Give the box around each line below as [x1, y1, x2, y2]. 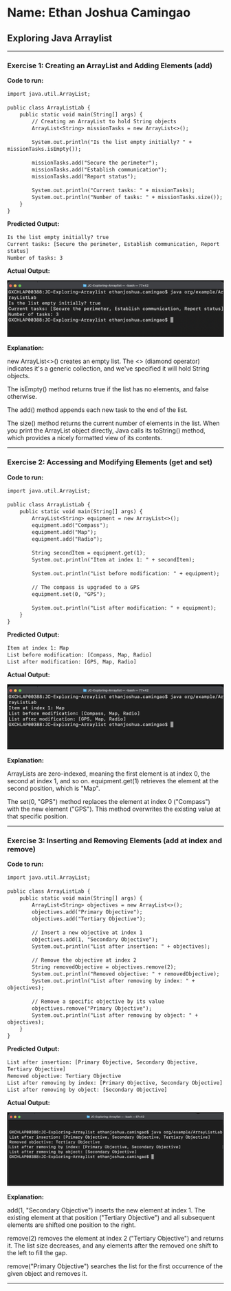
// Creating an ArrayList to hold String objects [32, 118, 177, 125]
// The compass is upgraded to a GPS [32, 583, 140, 590]
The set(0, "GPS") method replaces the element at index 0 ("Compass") [7, 797, 211, 805]
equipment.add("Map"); [32, 528, 97, 535]
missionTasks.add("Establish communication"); [32, 167, 168, 174]
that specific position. [7, 812, 69, 820]
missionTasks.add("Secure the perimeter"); [32, 160, 158, 167]
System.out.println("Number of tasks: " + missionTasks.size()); [32, 194, 223, 201]
